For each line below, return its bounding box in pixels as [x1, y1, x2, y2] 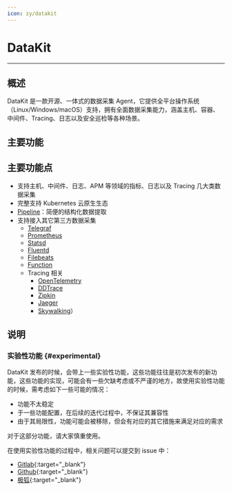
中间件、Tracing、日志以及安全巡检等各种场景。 [7, 114, 144, 123]
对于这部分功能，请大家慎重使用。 [7, 432, 104, 440]
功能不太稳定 [17, 400, 54, 408]
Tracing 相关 [27, 268, 64, 277]
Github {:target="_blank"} [17, 468, 88, 476]
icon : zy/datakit [7, 10, 57, 17]
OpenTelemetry [37, 277, 82, 285]
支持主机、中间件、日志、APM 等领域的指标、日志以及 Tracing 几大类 [17, 181, 215, 190]
